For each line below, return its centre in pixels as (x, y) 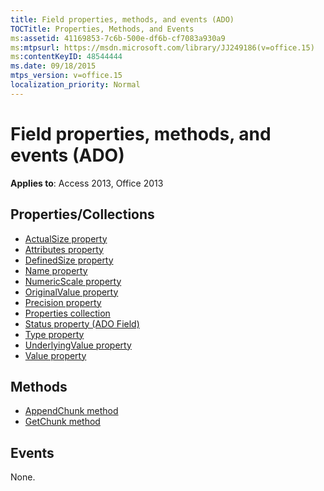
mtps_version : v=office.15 (66, 76)
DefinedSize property (69, 260)
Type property (54, 334)
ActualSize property (66, 238)
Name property (56, 270)
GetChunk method (62, 422)
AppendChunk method (71, 411)
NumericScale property (73, 281)
